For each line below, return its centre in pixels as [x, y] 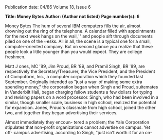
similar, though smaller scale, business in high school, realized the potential [81, 102]
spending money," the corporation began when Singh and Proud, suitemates [81, 87]
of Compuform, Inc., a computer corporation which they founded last [74, 77]
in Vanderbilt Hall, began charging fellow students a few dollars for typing [79, 92]
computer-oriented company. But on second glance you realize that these [79, 46]
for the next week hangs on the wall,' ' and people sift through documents [79, 36]
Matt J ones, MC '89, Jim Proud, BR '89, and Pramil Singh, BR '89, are [75, 66]
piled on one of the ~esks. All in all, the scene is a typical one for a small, [78, 41]
